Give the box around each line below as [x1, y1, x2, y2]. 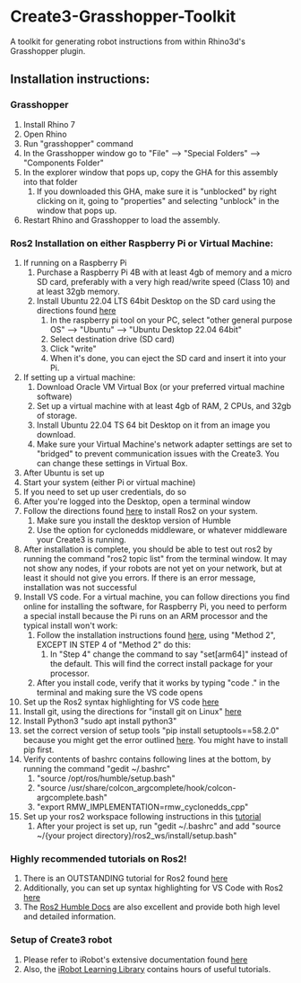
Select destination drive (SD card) [49, 333, 176, 344]
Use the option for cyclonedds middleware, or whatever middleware [36, 524, 288, 536]
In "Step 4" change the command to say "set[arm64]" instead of [49, 649, 288, 660]
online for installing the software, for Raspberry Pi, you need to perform [22, 600, 288, 612]
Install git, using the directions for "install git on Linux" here [22, 705, 242, 716]
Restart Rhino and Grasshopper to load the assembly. [22, 214, 220, 226]
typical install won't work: [22, 620, 118, 631]
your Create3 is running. [36, 534, 126, 545]
